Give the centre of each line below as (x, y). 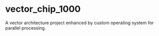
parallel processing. (26, 28)
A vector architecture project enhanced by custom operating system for (79, 23)
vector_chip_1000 (43, 9)
